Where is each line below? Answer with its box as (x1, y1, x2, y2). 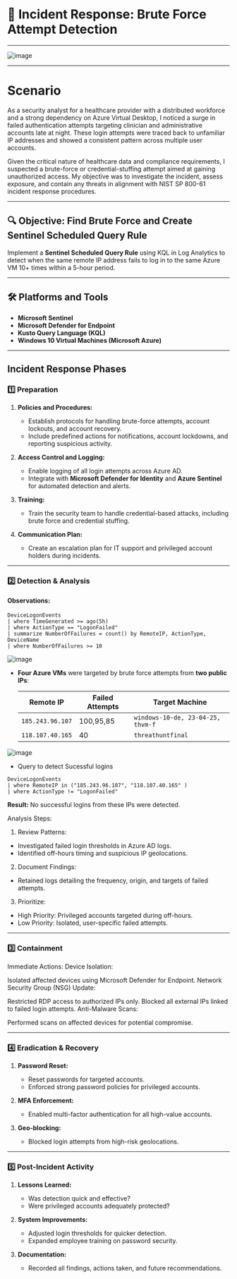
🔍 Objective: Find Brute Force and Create (7, 215, 193, 227)
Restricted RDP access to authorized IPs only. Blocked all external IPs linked (7, 997, 229, 1005)
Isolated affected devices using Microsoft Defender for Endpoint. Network (7, 976, 222, 984)
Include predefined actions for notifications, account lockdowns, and (28, 432, 229, 440)
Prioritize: (17, 897, 46, 906)
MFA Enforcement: (17, 1096, 74, 1105)
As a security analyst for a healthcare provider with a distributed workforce (7, 106, 226, 114)
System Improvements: (17, 1216, 88, 1224)
